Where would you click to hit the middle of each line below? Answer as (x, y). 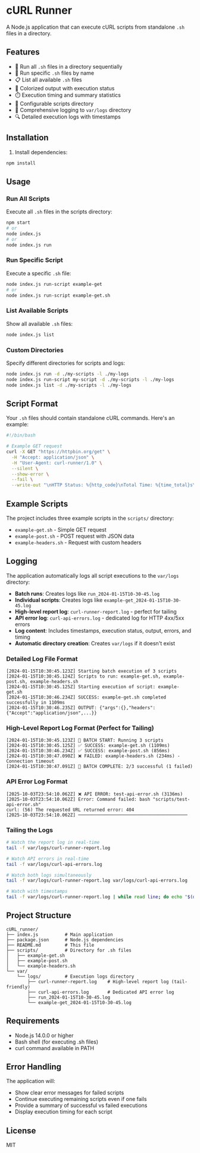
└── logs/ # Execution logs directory (76, 976)
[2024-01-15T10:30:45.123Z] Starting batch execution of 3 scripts (92, 671)
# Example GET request (34, 446)
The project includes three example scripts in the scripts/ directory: (90, 518)
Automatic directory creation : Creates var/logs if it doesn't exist (95, 643)
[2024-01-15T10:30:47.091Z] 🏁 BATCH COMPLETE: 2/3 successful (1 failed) (100, 767)
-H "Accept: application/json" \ (53, 457)
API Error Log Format (37, 782)
